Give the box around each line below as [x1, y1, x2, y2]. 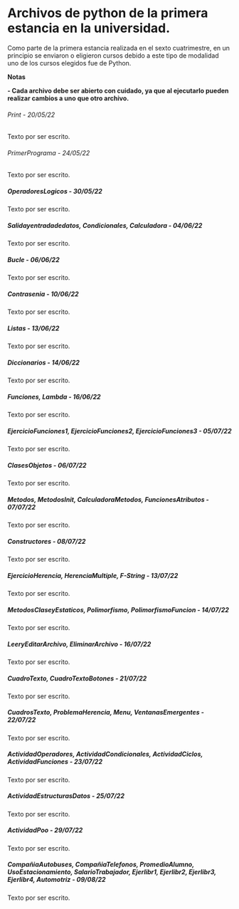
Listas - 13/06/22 [7, 324, 60, 332]
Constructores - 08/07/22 [7, 537, 86, 545]
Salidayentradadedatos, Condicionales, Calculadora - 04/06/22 [7, 221, 203, 229]
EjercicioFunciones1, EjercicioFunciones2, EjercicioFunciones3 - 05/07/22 [7, 426, 232, 435]
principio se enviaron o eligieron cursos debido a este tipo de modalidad [7, 51, 219, 60]
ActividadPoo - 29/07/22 [7, 826, 83, 834]
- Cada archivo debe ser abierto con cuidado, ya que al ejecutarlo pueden [7, 86, 229, 95]
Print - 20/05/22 [7, 110, 55, 119]
